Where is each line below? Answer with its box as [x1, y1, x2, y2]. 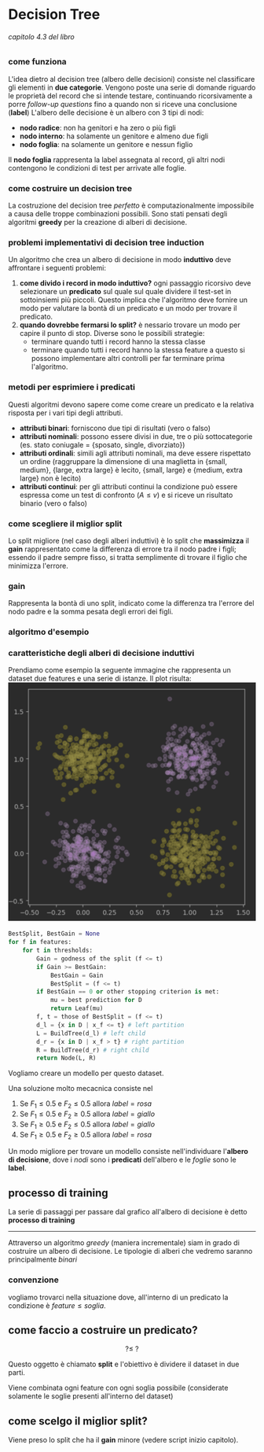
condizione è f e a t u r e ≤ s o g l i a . [8, 1300, 106, 1310]
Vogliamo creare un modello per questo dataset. [8, 1068, 164, 1078]
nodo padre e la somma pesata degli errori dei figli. [8, 607, 174, 617]
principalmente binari [8, 1255, 77, 1264]
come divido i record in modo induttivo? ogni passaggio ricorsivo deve [19, 278, 251, 288]
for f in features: [8, 938, 72, 946]
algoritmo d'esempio [8, 627, 90, 638]
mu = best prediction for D [49, 997, 143, 1004]
